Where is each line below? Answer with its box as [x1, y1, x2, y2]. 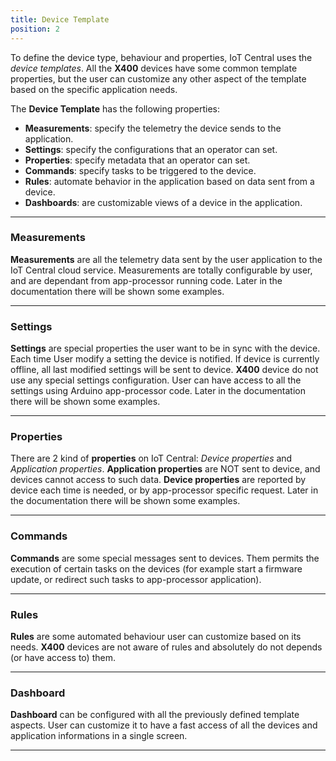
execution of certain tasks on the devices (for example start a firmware [10, 562, 303, 575]
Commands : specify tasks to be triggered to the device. [24, 164, 257, 176]
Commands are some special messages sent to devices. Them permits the [10, 552, 320, 564]
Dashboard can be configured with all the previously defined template [10, 709, 300, 721]
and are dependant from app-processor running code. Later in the [10, 274, 283, 286]
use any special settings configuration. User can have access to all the [10, 374, 302, 386]
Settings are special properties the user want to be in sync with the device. [10, 342, 321, 355]
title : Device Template [10, 14, 110, 25]
